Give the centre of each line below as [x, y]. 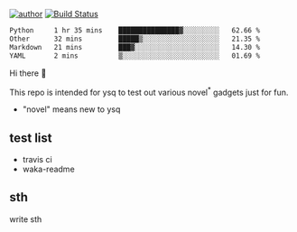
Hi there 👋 [28, 73]
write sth [26, 219]
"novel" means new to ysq [71, 109]
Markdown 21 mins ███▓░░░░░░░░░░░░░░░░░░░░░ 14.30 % [135, 47]
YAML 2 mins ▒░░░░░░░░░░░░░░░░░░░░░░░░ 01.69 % [135, 56]
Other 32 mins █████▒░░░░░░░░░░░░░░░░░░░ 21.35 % [135, 39]
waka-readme [48, 169]
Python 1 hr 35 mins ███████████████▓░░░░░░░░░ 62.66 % [135, 31]
